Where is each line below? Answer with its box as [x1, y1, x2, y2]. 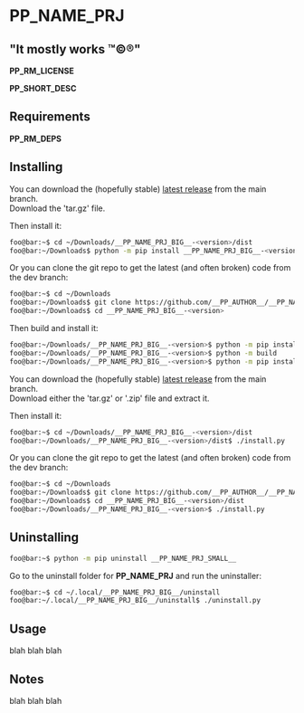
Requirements [9, 109, 90, 125]
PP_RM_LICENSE [9, 65, 74, 76]
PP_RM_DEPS [9, 133, 62, 144]
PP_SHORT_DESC [9, 83, 77, 93]
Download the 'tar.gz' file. [9, 203, 106, 214]
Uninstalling [9, 530, 80, 546]
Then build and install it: [9, 323, 99, 333]
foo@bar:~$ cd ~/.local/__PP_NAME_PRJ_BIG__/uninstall [9, 587, 221, 597]
